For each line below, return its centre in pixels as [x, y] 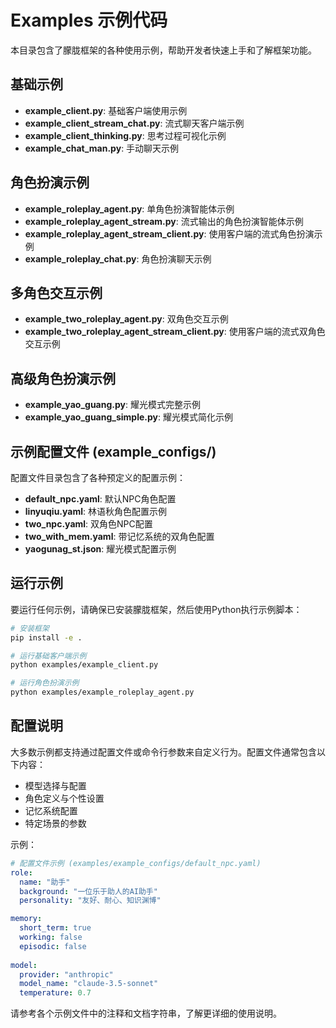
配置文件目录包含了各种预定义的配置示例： [98, 477]
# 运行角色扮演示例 [45, 683]
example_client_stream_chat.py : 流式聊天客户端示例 [134, 123]
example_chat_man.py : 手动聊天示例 [102, 148]
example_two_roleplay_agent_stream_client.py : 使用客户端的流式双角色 [175, 332]
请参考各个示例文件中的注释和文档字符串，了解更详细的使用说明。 [146, 1013]
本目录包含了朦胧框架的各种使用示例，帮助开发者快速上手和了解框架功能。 [163, 50]
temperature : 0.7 [55, 993]
